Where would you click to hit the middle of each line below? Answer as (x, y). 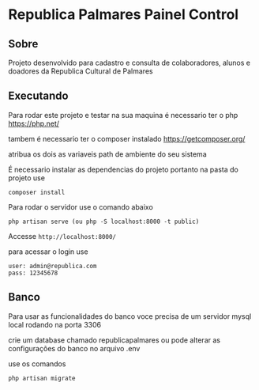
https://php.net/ (34, 123)
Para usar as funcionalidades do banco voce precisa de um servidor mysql (130, 316)
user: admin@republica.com (53, 266)
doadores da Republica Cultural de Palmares (81, 71)
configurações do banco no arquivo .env (74, 348)
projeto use (27, 178)
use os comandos (37, 363)
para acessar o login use (48, 252)
